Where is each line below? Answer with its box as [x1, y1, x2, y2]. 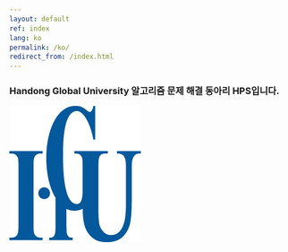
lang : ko [9, 33, 42, 42]
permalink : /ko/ [9, 43, 70, 52]
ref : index [9, 23, 50, 33]
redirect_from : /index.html [9, 52, 114, 62]
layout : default [9, 14, 70, 23]
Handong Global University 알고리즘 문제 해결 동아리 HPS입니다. [9, 85, 280, 98]
